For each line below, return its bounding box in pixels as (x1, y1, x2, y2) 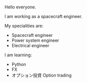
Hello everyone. (4, 4, 36, 10)
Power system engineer (11, 37, 59, 43)
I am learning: (4, 52, 32, 58)
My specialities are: (4, 23, 44, 29)
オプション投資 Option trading (11, 72, 72, 78)
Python (11, 62, 26, 67)
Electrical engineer (11, 43, 50, 48)
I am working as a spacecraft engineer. (4, 14, 83, 19)
